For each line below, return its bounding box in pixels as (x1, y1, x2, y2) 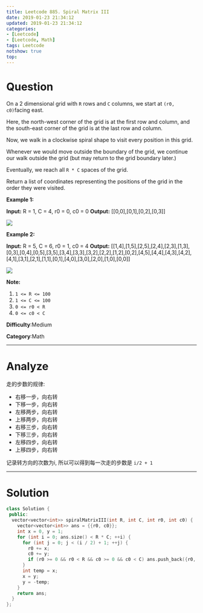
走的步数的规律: (6, 380, 45, 388)
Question (6, 80, 53, 94)
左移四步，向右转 (14, 438, 58, 446)
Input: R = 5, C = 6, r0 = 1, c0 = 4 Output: (6, 242, 110, 250)
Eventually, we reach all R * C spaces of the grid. (6, 166, 129, 173)
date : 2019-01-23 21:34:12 (6, 15, 74, 21)
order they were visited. (6, 184, 65, 191)
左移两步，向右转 (14, 408, 58, 415)
